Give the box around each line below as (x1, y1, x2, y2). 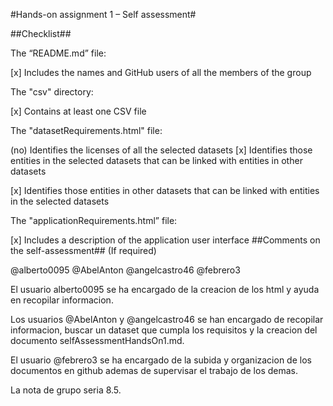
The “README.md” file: (10, 47, 107, 59)
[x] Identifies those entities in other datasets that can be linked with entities (10, 185, 320, 196)
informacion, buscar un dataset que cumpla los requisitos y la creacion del (10, 324, 318, 336)
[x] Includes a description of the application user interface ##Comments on (10, 234, 321, 246)
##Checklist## (10, 28, 72, 39)
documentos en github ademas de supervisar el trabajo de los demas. (10, 365, 298, 376)
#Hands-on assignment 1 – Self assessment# (10, 9, 197, 20)
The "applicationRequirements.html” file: (10, 215, 178, 226)
